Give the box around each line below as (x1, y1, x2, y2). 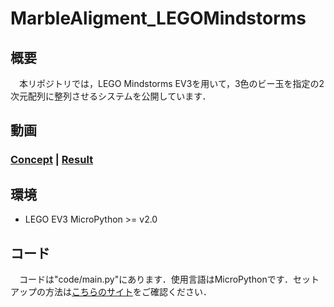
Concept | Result (10, 153, 94, 167)
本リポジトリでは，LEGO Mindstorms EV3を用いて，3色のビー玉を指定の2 (18, 78, 325, 89)
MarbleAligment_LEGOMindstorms (10, 7, 307, 30)
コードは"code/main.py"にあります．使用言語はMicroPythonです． (18, 273, 294, 285)
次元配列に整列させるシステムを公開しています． (10, 90, 212, 102)
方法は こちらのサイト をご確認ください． (44, 285, 212, 297)
